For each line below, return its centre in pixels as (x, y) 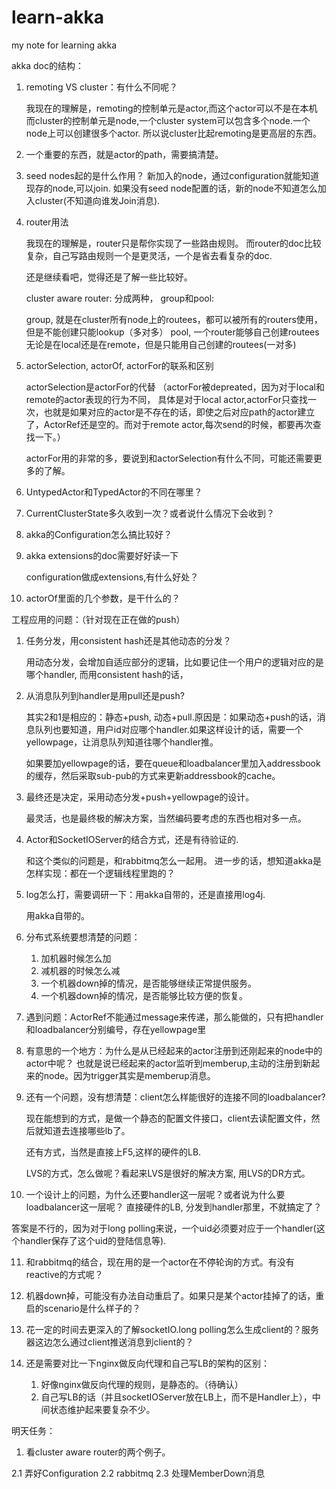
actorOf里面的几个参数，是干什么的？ (103, 598)
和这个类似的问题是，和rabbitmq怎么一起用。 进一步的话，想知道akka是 (173, 860)
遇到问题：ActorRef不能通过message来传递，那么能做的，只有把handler (174, 1017)
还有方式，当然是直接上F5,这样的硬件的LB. (113, 1152)
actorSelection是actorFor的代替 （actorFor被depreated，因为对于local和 (175, 387)
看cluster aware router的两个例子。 (98, 1452)
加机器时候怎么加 (76, 958)
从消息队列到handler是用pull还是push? (105, 695)
